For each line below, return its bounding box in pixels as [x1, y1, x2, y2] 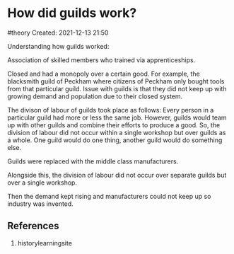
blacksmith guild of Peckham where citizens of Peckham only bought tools [7, 76, 225, 86]
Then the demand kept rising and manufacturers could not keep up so [7, 192, 211, 200]
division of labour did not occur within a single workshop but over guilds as [7, 128, 226, 137]
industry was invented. [7, 200, 74, 208]
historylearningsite [17, 238, 73, 247]
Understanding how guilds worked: [7, 42, 110, 50]
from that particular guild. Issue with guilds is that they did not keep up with [7, 84, 227, 93]
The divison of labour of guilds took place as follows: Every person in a [7, 105, 214, 114]
